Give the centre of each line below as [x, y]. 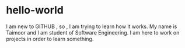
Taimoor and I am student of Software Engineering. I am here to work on [93, 32]
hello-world [35, 10]
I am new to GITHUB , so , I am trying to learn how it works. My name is [92, 26]
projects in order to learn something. [50, 39]
